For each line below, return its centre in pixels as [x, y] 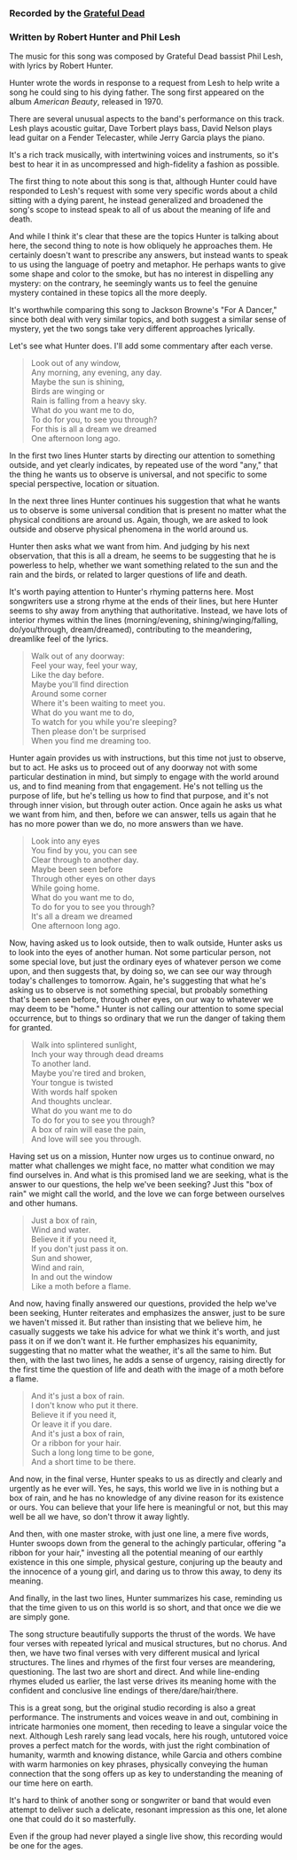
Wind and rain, [58, 1268]
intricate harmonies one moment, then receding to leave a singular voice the [148, 1727]
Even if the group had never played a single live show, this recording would [146, 1836]
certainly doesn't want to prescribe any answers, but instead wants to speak [148, 255]
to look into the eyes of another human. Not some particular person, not [140, 953]
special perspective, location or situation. [84, 484]
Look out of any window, [76, 363]
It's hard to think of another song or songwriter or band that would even [140, 1801]
